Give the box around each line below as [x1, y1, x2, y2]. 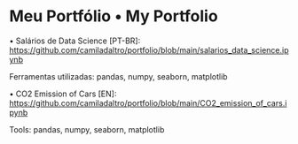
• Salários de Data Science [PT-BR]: [9, 35, 141, 46]
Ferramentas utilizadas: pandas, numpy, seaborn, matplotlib [9, 71, 228, 81]
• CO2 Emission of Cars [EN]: [9, 88, 117, 99]
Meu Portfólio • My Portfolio [9, 6, 219, 27]
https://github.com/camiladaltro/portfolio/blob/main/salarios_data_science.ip [9, 44, 289, 55]
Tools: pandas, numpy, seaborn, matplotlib [9, 124, 165, 134]
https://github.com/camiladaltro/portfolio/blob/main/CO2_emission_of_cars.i [9, 97, 287, 108]
